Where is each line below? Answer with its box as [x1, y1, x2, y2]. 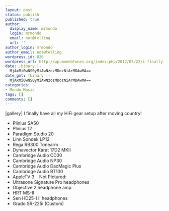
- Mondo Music [5, 87, 35, 92]
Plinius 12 [12, 126, 33, 132]
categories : [5, 82, 30, 87]
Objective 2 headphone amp [12, 185, 72, 191]
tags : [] [5, 92, 24, 97]
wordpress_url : [5, 59, 37, 64]
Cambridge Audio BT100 [12, 169, 63, 175]
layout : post [5, 7, 33, 13]
